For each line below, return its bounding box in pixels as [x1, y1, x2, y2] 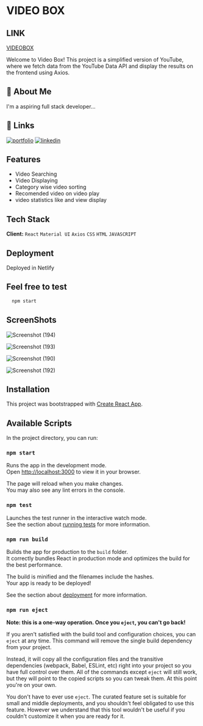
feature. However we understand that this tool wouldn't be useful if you [6, 706, 185, 714]
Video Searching [15, 170, 57, 178]
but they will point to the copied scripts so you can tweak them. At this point [6, 675, 197, 682]
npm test [6, 501, 32, 509]
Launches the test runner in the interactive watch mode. [6, 514, 148, 522]
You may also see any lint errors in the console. [6, 486, 125, 494]
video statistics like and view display [15, 196, 107, 204]
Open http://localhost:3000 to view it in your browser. [6, 468, 141, 476]
